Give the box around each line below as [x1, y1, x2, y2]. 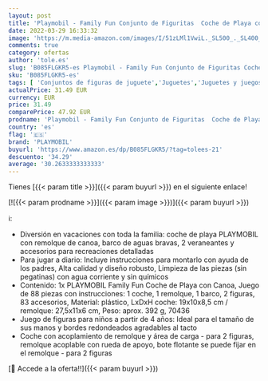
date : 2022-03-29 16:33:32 [8, 26, 98, 34]
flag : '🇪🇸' [8, 130, 48, 138]
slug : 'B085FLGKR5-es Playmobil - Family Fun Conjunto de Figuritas [8, 64, 241, 72]
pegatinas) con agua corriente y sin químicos [19, 272, 169, 282]
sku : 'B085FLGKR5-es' [8, 71, 81, 79]
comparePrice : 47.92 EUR [8, 109, 91, 117]
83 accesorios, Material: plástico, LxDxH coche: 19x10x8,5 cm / [19, 297, 229, 308]
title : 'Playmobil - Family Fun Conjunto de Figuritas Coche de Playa [8, 19, 251, 27]
